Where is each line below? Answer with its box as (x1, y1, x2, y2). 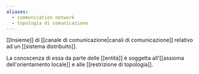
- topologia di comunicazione (12, 20, 88, 26)
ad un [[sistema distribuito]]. (6, 43, 77, 50)
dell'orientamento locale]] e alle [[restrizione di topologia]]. (6, 61, 153, 68)
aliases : (6, 8, 29, 15)
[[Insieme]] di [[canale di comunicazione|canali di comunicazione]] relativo (6, 37, 193, 44)
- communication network (12, 14, 75, 20)
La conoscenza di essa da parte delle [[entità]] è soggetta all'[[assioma (6, 55, 184, 62)
